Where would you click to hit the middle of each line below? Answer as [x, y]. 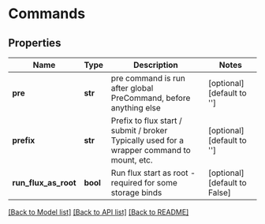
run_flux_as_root [44, 183]
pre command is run [148, 78]
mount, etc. [132, 160]
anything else [136, 108]
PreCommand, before [151, 98]
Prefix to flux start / [147, 121]
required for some [144, 183]
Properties [35, 43]
